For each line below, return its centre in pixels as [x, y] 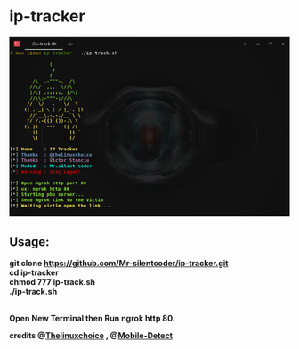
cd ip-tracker [34, 272]
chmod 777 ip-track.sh [53, 282]
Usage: [30, 242]
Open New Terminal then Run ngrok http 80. [92, 319]
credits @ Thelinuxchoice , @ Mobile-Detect [91, 336]
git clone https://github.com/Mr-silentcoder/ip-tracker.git [119, 264]
